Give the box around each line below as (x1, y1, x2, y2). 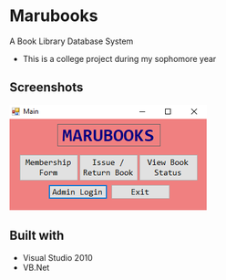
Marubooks (9, 5, 98, 26)
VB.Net (22, 262, 50, 273)
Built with (9, 228, 65, 244)
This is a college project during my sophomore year (22, 53, 217, 64)
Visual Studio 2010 (22, 252, 93, 263)
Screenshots (9, 79, 84, 96)
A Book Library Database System (9, 36, 134, 47)
